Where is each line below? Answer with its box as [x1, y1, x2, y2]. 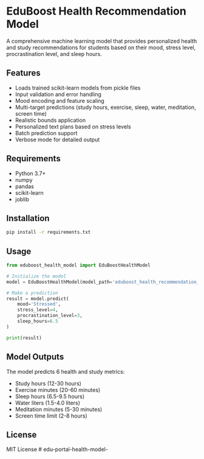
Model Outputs [6, 352, 64, 362]
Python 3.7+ [15, 169, 46, 177]
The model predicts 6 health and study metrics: [6, 368, 125, 375]
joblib [15, 195, 29, 203]
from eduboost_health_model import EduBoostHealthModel [6, 262, 151, 268]
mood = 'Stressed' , [17, 301, 61, 307]
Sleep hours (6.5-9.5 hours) [15, 393, 85, 400]
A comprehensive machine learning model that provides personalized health [6, 37, 197, 44]
